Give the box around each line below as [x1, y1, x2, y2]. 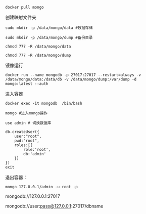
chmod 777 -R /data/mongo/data [5, 44, 71, 49]
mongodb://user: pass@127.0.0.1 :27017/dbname [5, 203, 104, 209]
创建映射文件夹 [5, 14, 36, 20]
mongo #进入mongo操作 [5, 111, 48, 116]
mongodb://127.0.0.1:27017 [5, 193, 61, 199]
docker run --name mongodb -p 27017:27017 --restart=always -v [5, 72, 141, 77]
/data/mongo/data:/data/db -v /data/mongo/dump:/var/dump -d [5, 77, 137, 82]
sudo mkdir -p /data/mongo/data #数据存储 [5, 25, 93, 30]
